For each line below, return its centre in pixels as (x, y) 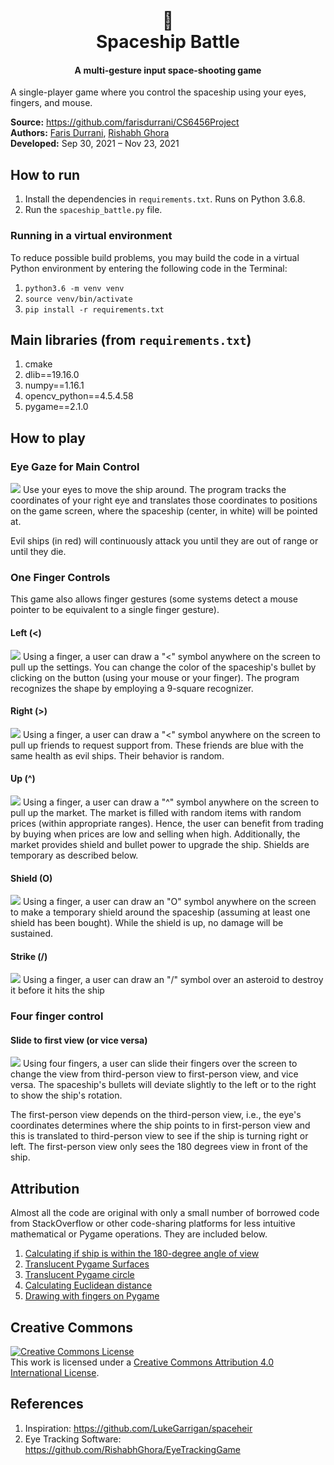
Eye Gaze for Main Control (75, 466)
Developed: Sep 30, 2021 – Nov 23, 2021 (95, 144)
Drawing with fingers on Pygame (92, 1296)
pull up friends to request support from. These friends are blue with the (157, 745)
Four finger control (57, 1016)
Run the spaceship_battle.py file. (93, 210)
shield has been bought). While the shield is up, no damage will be (147, 923)
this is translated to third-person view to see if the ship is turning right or (159, 1136)
